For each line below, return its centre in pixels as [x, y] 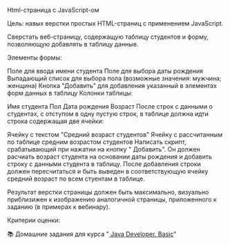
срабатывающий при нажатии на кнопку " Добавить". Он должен [104, 149]
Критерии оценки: [34, 220]
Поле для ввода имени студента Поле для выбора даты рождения [105, 71]
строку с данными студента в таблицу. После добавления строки [104, 164]
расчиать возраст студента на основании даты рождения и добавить [110, 156]
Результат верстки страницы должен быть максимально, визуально [108, 192]
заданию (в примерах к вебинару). [59, 207]
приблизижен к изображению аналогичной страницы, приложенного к [112, 199]
